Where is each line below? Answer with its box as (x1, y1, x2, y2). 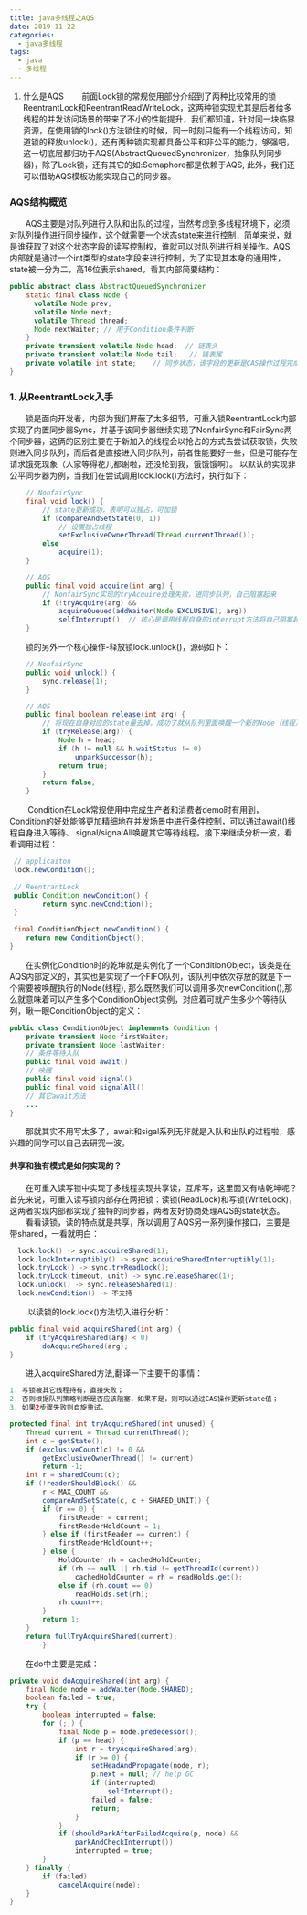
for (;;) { (42, 1719, 84, 1729)
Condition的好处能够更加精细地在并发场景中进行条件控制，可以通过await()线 (9, 815, 296, 827)
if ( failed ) (42, 1871, 89, 1881)
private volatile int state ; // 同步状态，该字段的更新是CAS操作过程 (26, 358, 286, 368)
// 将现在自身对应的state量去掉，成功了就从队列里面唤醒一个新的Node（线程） (42, 718, 302, 728)
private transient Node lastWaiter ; (26, 1040, 166, 1049)
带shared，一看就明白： (9, 1228, 101, 1239)
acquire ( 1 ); (58, 548, 104, 558)
